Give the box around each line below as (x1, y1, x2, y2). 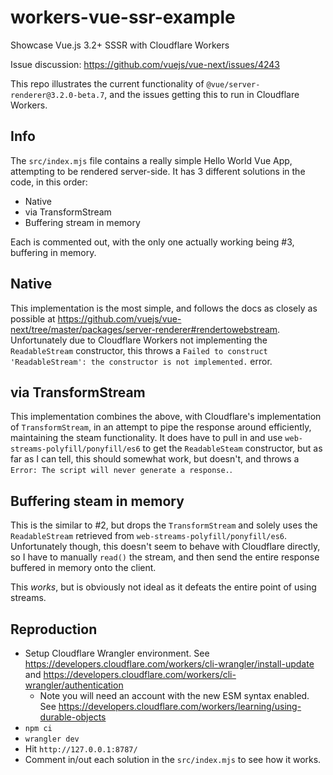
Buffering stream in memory (24, 216, 141, 228)
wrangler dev (24, 734, 80, 744)
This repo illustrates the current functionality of (10, 77, 205, 90)
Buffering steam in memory (10, 492, 185, 510)
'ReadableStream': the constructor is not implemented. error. (10, 355, 273, 367)
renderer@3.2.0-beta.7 (10, 90, 105, 100)
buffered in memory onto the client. (10, 562, 157, 574)
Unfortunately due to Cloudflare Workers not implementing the (10, 334, 268, 346)
